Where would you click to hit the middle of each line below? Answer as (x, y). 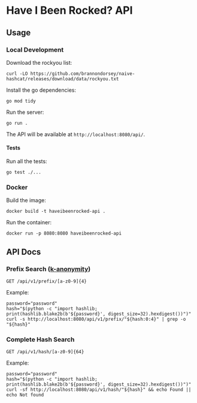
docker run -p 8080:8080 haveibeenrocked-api (64, 234)
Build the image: (26, 200)
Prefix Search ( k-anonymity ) (49, 269)
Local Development (35, 50)
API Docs (24, 252)
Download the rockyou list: (39, 62)
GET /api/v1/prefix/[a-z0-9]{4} (46, 282)
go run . (17, 123)
